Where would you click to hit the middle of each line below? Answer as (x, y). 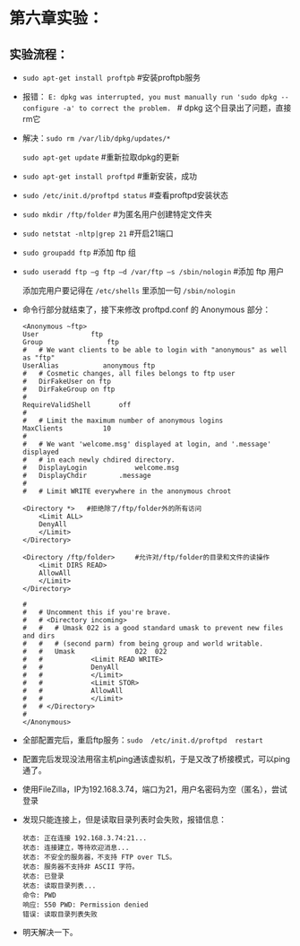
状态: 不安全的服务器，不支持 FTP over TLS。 (99, 857)
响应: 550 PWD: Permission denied (86, 905)
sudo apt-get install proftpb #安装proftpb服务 (111, 78)
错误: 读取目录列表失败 (60, 915)
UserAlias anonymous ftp (89, 366)
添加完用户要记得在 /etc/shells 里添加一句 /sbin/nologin (129, 291)
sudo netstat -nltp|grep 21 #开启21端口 (98, 233)
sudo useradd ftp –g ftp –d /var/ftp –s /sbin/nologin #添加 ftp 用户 (153, 271)
